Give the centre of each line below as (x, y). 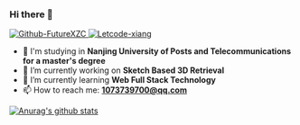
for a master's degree (64, 61)
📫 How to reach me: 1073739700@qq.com (105, 90)
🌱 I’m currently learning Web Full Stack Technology (119, 80)
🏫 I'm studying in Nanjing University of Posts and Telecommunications (157, 51)
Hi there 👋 (32, 14)
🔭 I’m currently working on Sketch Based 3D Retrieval (123, 70)
